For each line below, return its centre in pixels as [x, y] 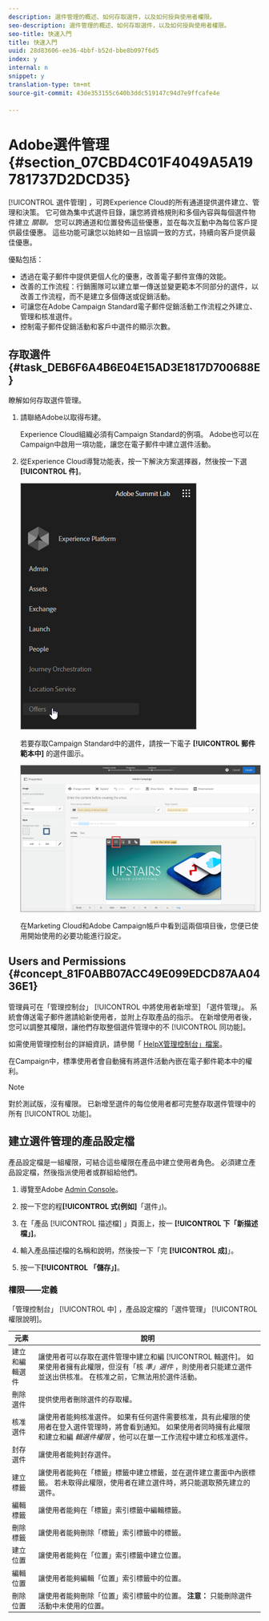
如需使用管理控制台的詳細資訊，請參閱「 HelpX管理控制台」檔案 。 [117, 1044]
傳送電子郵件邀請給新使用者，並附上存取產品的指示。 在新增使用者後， [139, 1017]
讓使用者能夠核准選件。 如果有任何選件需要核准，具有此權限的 [141, 1417]
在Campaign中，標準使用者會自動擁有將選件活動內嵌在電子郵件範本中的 [127, 1061]
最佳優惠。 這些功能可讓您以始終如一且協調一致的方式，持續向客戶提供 [132, 232]
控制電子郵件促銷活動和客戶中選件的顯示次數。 [97, 327]
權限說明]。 [27, 1319]
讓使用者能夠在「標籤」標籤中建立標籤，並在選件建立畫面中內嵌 [143, 1472]
